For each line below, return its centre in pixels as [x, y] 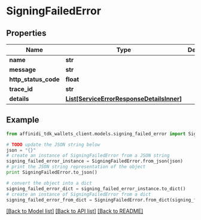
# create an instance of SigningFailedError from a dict [79, 194]
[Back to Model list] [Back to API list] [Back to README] [75, 211]
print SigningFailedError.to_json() [52, 172]
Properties [26, 33]
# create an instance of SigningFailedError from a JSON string [88, 156]
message [22, 70]
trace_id [21, 89]
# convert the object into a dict [49, 183]
